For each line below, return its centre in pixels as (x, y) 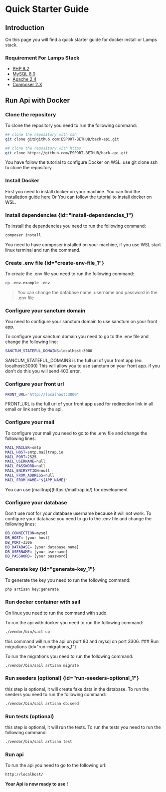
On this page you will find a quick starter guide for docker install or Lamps (81, 39)
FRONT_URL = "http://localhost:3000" (42, 395)
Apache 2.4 (24, 79)
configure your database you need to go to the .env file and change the (79, 519)
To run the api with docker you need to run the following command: (74, 622)
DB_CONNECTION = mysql (27, 533)
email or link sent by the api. (34, 409)
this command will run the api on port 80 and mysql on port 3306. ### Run (82, 641)
